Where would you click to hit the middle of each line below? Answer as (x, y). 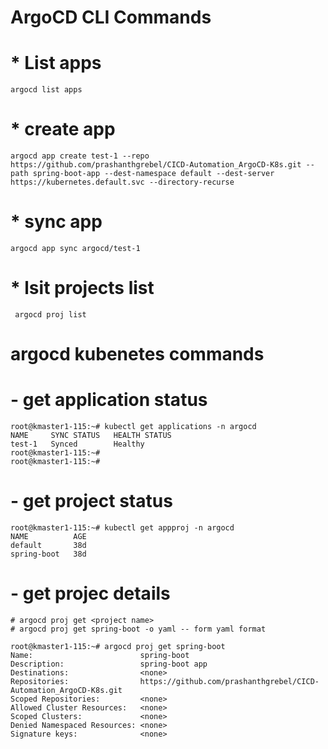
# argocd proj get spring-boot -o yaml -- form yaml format (138, 629)
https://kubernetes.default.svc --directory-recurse (122, 182)
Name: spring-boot (100, 655)
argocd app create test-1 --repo (80, 156)
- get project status (91, 501)
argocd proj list (50, 314)
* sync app (56, 222)
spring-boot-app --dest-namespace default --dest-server (153, 174)
